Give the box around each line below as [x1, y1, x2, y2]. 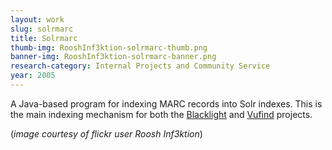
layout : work [10, 14, 65, 25]
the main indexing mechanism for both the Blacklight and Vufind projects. [10, 108, 313, 120]
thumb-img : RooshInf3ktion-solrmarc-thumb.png [10, 42, 208, 53]
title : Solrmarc [10, 33, 78, 43]
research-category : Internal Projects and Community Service [10, 61, 271, 71]
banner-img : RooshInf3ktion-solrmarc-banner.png [10, 52, 217, 62]
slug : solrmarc [10, 24, 74, 34]
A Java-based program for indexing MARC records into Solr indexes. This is [10, 97, 323, 110]
